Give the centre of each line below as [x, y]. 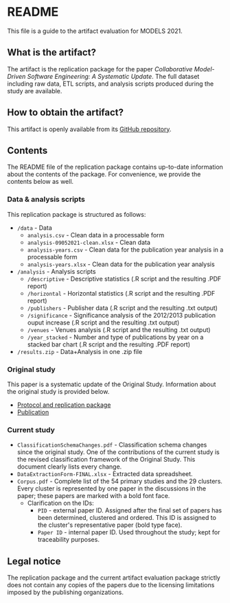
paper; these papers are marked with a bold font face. [93, 496]
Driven [16, 76]
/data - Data [35, 228]
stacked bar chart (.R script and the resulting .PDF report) [109, 344]
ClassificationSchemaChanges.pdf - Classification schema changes [112, 445]
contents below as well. [41, 182]
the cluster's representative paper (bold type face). [110, 525]
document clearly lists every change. [69, 466]
